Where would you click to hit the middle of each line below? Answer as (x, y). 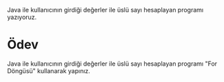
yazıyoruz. (22, 17)
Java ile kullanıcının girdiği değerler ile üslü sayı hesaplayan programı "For (112, 64)
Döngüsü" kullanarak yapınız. (49, 70)
